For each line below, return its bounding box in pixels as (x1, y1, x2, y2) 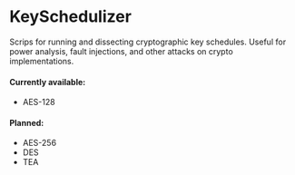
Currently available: (9, 76, 86, 87)
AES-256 (22, 138, 57, 149)
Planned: (9, 117, 44, 128)
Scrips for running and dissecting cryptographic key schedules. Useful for (9, 36, 287, 47)
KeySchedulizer (9, 6, 132, 27)
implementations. (9, 55, 74, 66)
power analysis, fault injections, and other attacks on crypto (9, 45, 233, 56)
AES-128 (22, 97, 56, 108)
